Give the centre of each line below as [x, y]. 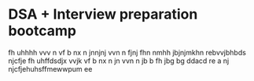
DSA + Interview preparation [103, 14]
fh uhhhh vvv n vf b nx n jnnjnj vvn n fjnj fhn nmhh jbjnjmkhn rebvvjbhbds [127, 52]
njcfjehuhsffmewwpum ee [50, 69]
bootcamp [42, 31]
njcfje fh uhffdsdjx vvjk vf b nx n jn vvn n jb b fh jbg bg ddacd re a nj [119, 61]
